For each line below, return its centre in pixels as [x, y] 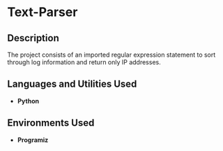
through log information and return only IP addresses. [84, 62]
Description [33, 38]
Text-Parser [43, 12]
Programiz [33, 140]
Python [28, 101]
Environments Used [51, 123]
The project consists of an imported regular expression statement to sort [111, 55]
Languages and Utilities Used [72, 84]
